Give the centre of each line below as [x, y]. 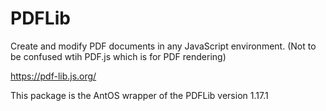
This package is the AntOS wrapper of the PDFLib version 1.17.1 [139, 95]
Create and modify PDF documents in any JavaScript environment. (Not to [163, 46]
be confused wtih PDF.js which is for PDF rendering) [118, 56]
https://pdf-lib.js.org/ [53, 76]
